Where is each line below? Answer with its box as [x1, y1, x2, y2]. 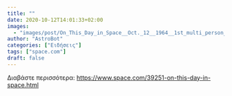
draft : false [7, 55, 45, 62]
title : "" [7, 10, 36, 17]
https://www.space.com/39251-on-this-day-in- [76, 73, 211, 82]
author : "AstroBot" [7, 36, 64, 43]
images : [7, 23, 30, 29]
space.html [7, 80, 39, 89]
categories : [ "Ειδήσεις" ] [7, 42, 81, 49]
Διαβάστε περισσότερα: [7, 73, 75, 82]
